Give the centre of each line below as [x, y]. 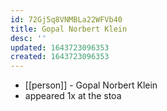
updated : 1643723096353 [60, 47]
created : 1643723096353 [60, 57]
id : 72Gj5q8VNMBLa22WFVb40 [66, 19]
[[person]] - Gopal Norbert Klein [91, 85]
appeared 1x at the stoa [73, 96]
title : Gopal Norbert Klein [69, 29]
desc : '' [28, 38]
